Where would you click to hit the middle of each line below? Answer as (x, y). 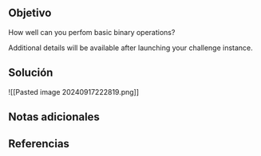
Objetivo (30, 13)
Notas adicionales (54, 117)
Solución (31, 73)
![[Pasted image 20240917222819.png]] (74, 92)
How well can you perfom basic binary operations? (92, 32)
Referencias (39, 144)
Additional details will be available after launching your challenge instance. (130, 48)
